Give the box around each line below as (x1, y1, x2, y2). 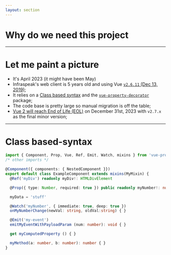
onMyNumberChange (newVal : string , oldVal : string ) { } (10, 208, 126, 213)
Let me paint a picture (5, 59, 99, 70)
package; (12, 97, 33, 103)
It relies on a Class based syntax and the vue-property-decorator (12, 92, 149, 98)
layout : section (5, 7, 40, 13)
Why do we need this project (5, 29, 129, 41)
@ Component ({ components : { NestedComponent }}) (5, 167, 110, 172)
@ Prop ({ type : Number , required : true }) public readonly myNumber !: (10, 185, 160, 190)
